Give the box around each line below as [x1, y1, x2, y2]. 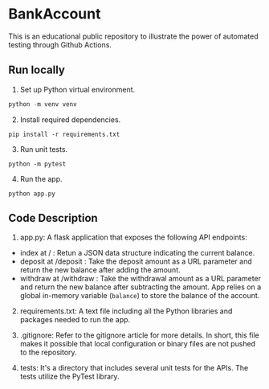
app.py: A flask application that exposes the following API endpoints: [19, 232, 247, 242]
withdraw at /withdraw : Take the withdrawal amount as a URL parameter [19, 274, 262, 284]
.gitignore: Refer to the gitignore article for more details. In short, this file [19, 330, 259, 340]
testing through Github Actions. [8, 39, 112, 49]
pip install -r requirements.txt [8, 130, 120, 138]
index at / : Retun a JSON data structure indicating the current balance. [19, 248, 255, 258]
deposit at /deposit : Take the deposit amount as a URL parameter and [19, 256, 252, 266]
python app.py [8, 190, 56, 198]
